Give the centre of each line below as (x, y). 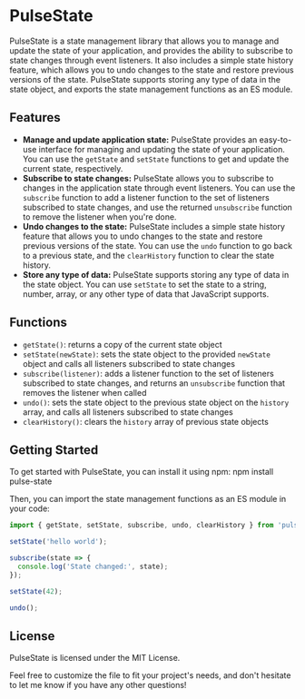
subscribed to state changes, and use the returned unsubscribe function (157, 207)
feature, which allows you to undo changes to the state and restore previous (152, 70)
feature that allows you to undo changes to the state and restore (143, 236)
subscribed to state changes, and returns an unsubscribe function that (154, 383)
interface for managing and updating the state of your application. (162, 149)
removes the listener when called (84, 392)
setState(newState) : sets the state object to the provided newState (146, 354)
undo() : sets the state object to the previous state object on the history (156, 402)
